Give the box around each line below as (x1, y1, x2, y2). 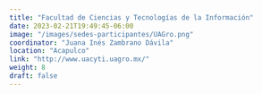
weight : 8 (9, 64, 46, 73)
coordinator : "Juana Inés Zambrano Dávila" (9, 38, 174, 47)
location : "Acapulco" (9, 47, 90, 56)
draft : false (9, 72, 58, 81)
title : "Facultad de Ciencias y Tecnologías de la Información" (9, 13, 254, 22)
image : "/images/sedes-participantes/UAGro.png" (9, 30, 194, 38)
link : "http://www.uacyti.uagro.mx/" (9, 55, 150, 64)
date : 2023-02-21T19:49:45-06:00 (9, 21, 134, 30)
